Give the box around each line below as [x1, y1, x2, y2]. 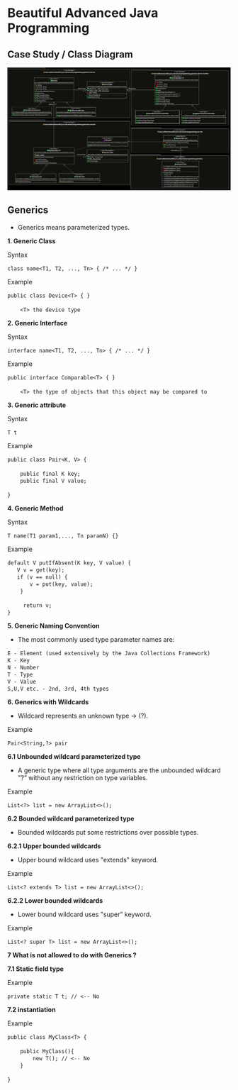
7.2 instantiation [7, 1005, 56, 1013]
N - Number [7, 664, 40, 671]
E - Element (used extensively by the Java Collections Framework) [7, 650, 211, 657]
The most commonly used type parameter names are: [17, 635, 175, 643]
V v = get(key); [16, 566, 65, 574]
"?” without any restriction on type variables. [17, 773, 148, 782]
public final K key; [20, 470, 81, 477]
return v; [23, 601, 52, 609]
